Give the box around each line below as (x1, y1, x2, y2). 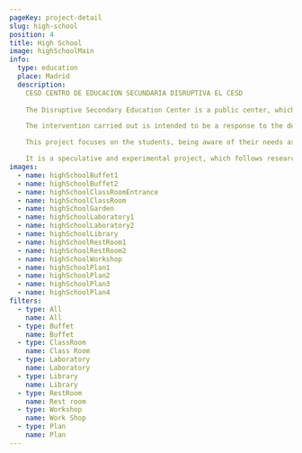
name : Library (25, 380, 78, 389)
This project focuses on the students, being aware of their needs (25, 138, 283, 147)
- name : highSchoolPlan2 (17, 271, 111, 280)
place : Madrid (17, 72, 70, 81)
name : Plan (25, 430, 67, 439)
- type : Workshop (17, 405, 83, 414)
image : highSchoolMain (9, 47, 94, 56)
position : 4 (9, 30, 54, 39)
